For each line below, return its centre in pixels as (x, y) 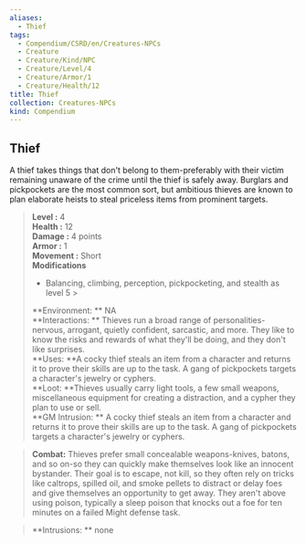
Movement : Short (67, 256)
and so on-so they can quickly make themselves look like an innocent (163, 464)
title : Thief (34, 94)
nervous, (48, 330)
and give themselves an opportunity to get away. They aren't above (158, 493)
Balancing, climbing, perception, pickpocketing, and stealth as (163, 283)
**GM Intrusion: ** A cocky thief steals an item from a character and (161, 417)
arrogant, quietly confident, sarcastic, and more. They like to (181, 330)
